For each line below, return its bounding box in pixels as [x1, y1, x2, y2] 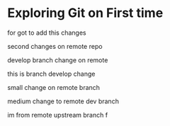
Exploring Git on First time [7, 5, 164, 21]
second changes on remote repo [7, 42, 103, 50]
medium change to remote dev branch [7, 97, 119, 105]
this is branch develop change [7, 69, 96, 78]
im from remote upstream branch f [7, 110, 108, 119]
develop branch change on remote [7, 55, 108, 64]
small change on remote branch [7, 83, 101, 91]
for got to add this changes [7, 28, 86, 37]
